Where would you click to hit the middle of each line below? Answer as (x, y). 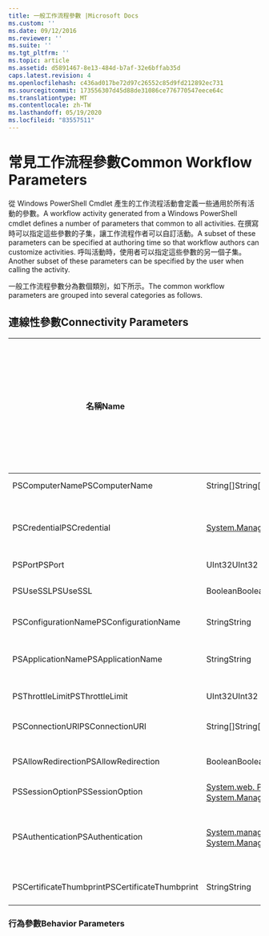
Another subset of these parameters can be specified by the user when (126, 261)
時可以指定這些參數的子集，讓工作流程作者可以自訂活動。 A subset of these (132, 233)
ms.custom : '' (32, 23)
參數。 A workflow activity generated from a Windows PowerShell (130, 213)
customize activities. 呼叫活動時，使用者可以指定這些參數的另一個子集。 (127, 252)
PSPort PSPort (38, 564)
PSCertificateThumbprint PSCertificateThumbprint (105, 886)
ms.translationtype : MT (48, 98)
